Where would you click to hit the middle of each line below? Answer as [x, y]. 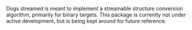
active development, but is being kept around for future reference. [86, 21]
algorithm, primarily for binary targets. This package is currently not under [96, 15]
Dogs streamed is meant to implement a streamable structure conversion [95, 9]
